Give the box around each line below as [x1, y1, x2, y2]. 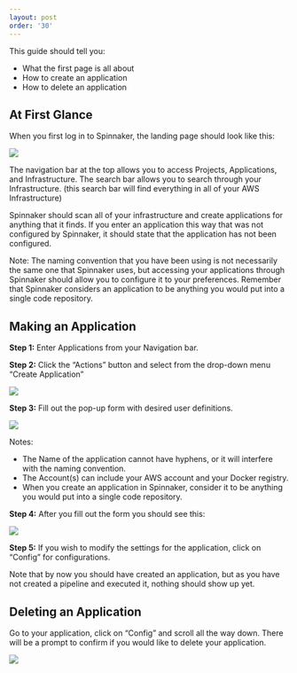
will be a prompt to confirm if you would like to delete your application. [9, 637, 267, 647]
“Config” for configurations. [9, 552, 111, 563]
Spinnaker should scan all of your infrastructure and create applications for [9, 210, 284, 221]
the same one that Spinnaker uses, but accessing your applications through [9, 265, 285, 276]
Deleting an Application [9, 604, 142, 619]
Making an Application [9, 318, 137, 333]
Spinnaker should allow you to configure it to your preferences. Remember [9, 274, 282, 285]
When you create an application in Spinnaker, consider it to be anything [21, 482, 284, 493]
